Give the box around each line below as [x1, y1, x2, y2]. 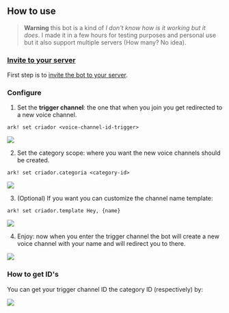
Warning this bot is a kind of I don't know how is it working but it [23, 23, 206, 32]
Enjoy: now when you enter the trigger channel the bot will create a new [16, 232, 220, 240]
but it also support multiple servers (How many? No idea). [23, 38, 187, 47]
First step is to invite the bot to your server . [7, 71, 129, 79]
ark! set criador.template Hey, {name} [7, 208, 121, 214]
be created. [16, 156, 50, 164]
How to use [7, 5, 56, 17]
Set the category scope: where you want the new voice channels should [16, 149, 221, 157]
